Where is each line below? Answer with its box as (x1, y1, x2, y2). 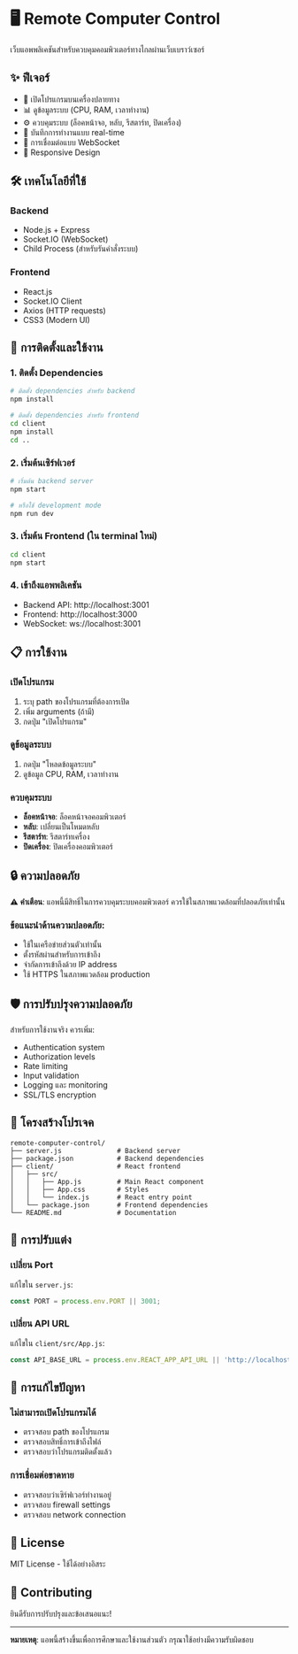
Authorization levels (22, 1051, 96, 1062)
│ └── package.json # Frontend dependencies (10, 1200, 209, 1210)
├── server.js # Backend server (10, 1146, 180, 1155)
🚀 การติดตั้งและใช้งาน (10, 340, 104, 356)
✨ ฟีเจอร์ (10, 70, 50, 86)
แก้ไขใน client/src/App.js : (10, 1337, 105, 1348)
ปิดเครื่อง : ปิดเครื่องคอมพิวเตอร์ (22, 842, 113, 852)
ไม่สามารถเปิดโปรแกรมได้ (10, 1406, 96, 1419)
